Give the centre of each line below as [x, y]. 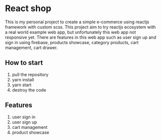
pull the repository [30, 74]
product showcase [30, 132]
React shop [28, 8]
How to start [24, 63]
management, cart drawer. [31, 47]
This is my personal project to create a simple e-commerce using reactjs [77, 22]
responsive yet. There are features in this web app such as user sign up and [80, 37]
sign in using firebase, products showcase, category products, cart [72, 42]
